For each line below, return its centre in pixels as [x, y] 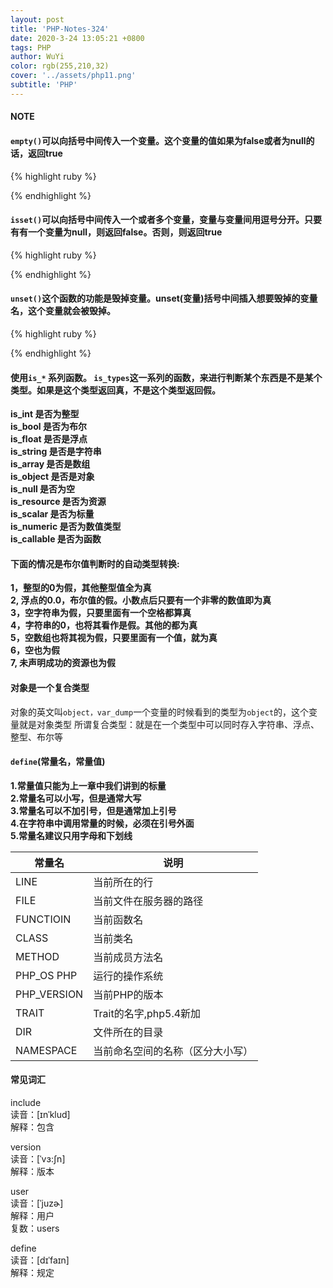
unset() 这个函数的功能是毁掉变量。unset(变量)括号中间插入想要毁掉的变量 [164, 298]
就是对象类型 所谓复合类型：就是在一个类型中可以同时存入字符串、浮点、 [169, 724]
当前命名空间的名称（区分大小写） [173, 1051]
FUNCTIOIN [43, 919]
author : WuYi [37, 57]
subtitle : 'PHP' [44, 85]
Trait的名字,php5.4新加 [147, 1013]
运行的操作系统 [128, 976]
